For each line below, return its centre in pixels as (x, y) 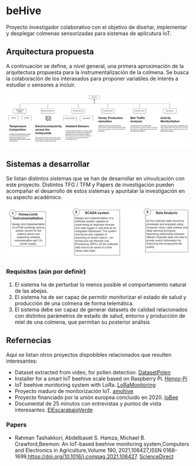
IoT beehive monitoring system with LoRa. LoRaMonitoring (85, 385)
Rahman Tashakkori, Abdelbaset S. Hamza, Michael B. (80, 437)
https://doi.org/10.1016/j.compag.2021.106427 (82, 456)
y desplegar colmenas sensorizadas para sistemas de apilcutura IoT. (89, 33)
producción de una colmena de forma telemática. (74, 303)
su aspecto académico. (34, 197)
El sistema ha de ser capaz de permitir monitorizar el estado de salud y (100, 297)
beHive (24, 11)
